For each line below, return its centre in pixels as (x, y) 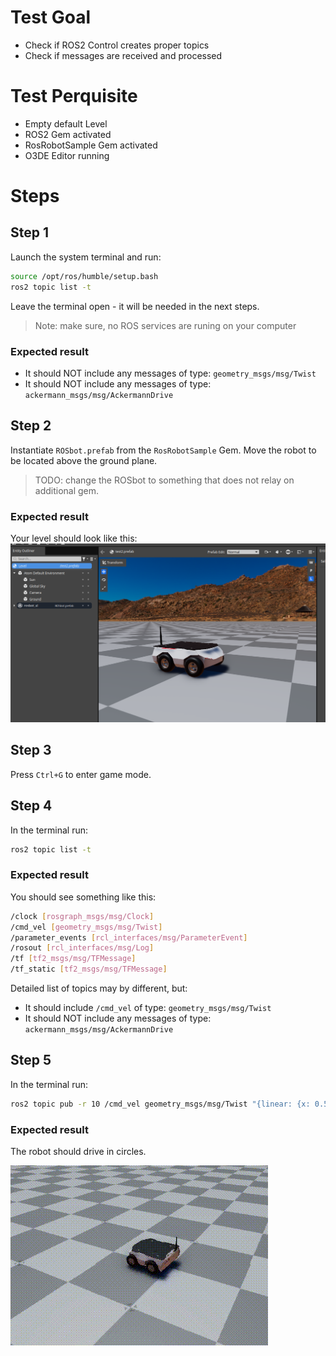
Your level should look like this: (74, 538)
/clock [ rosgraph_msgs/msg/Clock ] (82, 916)
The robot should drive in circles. (78, 1152)
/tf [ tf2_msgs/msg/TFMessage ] (73, 959)
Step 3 (31, 750)
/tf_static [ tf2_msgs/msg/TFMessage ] (89, 969)
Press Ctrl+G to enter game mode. (81, 774)
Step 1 (30, 232)
